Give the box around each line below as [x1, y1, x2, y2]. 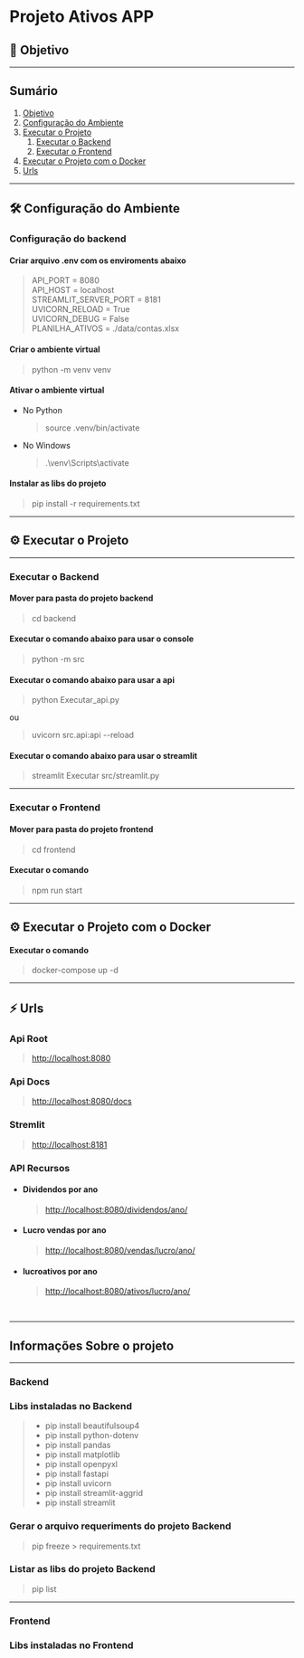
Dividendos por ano [22, 1184, 99, 1195]
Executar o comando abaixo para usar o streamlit [9, 750, 197, 761]
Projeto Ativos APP [9, 6, 155, 27]
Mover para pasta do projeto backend [9, 592, 154, 603]
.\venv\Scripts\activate [44, 457, 129, 468]
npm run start [31, 885, 83, 895]
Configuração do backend [9, 232, 127, 245]
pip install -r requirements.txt [31, 497, 140, 508]
